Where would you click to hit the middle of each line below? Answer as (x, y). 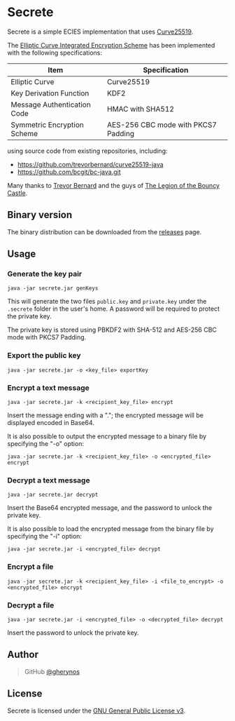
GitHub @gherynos (52, 671)
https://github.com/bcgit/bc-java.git (69, 172)
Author (23, 655)
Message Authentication (51, 105)
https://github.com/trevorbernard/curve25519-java (90, 164)
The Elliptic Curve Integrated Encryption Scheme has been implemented (111, 45)
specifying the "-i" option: (45, 537)
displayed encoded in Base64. (51, 423)
